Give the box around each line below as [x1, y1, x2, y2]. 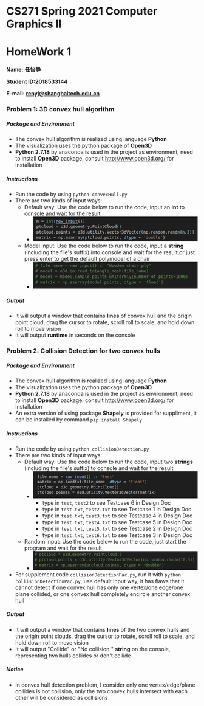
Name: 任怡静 [6, 66, 41, 74]
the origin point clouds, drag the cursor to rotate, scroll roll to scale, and [15, 632, 195, 640]
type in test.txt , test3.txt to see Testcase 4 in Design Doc [42, 512, 193, 519]
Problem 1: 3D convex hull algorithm [6, 105, 115, 114]
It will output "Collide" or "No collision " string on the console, [15, 645, 171, 652]
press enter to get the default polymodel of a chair [24, 255, 151, 263]
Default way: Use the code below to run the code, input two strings [24, 458, 193, 466]
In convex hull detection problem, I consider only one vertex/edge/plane [15, 681, 195, 688]
